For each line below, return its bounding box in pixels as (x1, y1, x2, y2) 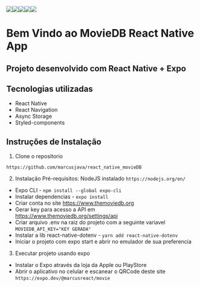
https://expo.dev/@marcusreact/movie (15, 276, 111, 282)
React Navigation (15, 106, 58, 114)
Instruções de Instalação (6, 137, 102, 147)
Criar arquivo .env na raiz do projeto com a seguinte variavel (15, 219, 166, 226)
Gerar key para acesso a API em (15, 206, 95, 213)
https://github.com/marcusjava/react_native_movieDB (6, 164, 142, 170)
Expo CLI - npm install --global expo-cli (15, 187, 122, 194)
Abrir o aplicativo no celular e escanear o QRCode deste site (15, 268, 166, 275)
